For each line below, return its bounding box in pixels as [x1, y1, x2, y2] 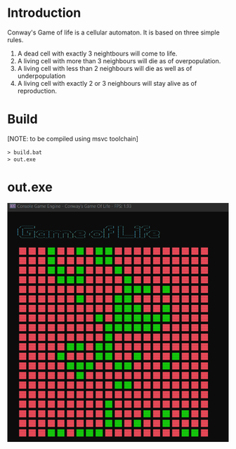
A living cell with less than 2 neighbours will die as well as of [17, 64, 192, 72]
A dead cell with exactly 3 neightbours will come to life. [17, 49, 178, 58]
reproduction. [17, 86, 58, 95]
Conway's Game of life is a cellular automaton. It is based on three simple [7, 28, 220, 37]
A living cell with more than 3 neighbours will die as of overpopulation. [17, 56, 221, 65]
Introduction [7, 5, 81, 21]
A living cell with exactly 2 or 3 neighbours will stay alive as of [17, 79, 197, 87]
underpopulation [17, 72, 66, 80]
